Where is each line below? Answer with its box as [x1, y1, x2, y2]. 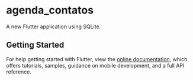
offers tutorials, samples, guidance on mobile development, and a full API [6, 62, 185, 69]
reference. [6, 68, 31, 75]
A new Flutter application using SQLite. [6, 23, 101, 30]
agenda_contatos [6, 4, 94, 17]
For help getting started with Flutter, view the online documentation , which [6, 55, 188, 62]
